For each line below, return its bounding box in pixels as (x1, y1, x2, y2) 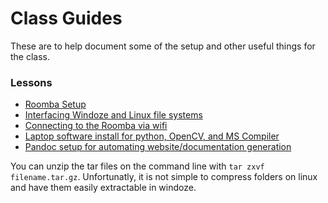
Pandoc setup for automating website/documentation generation (24, 141, 292, 153)
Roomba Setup (24, 98, 87, 111)
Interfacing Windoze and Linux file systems (24, 109, 203, 121)
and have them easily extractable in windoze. (10, 182, 197, 194)
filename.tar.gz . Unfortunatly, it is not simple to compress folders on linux (10, 171, 318, 183)
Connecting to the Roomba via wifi (24, 120, 168, 132)
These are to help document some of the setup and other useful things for (10, 40, 316, 52)
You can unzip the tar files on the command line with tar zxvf (10, 160, 265, 172)
